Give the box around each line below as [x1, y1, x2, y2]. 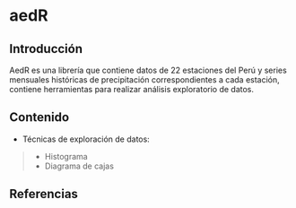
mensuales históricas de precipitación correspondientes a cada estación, [9, 74, 280, 85]
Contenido [9, 109, 70, 126]
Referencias [9, 186, 79, 202]
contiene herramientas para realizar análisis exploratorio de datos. [9, 84, 254, 94]
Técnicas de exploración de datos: [22, 134, 150, 144]
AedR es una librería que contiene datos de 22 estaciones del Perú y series [9, 65, 287, 75]
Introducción [9, 41, 83, 56]
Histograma [44, 151, 88, 161]
